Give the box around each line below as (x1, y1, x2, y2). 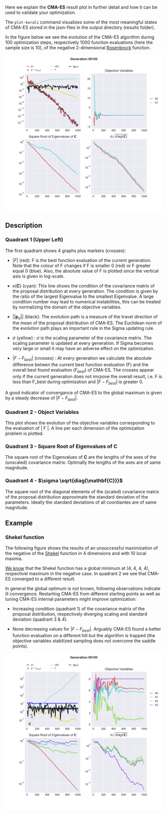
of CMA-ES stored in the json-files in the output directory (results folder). (5, 24, 156, 30)
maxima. (5, 555, 23, 562)
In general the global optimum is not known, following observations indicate (5, 585, 161, 592)
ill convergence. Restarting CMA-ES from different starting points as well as (5, 591, 161, 597)
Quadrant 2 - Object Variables (5, 408, 79, 415)
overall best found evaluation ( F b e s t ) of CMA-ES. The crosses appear (12, 367, 155, 374)
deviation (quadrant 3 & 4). (12, 616, 68, 622)
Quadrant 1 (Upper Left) (5, 236, 63, 243)
